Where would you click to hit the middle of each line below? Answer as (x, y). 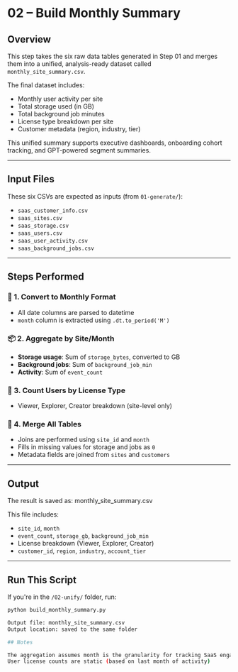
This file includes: (33, 514)
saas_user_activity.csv (53, 241)
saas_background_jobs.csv (56, 248)
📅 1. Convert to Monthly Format (62, 297)
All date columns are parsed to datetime (76, 312)
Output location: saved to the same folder (73, 629)
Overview (29, 39)
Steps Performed (46, 277)
